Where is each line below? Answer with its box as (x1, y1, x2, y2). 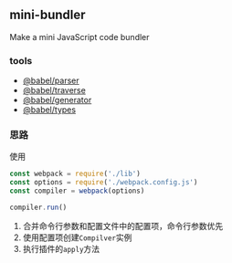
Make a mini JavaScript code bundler (9, 31, 150, 42)
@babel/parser (22, 75, 79, 86)
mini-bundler (9, 7, 86, 23)
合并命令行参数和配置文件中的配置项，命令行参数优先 (22, 220, 224, 231)
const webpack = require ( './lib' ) (9, 169, 142, 179)
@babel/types (22, 104, 76, 115)
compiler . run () (9, 203, 68, 213)
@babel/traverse (22, 85, 87, 96)
